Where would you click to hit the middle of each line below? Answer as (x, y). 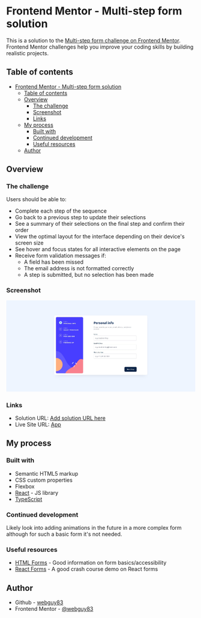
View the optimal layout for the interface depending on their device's (100, 237)
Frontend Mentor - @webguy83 (54, 609)
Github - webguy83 (39, 602)
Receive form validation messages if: (61, 256)
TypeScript (28, 499)
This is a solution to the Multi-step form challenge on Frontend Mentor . (94, 40)
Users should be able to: (37, 199)
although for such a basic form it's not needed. (64, 534)
